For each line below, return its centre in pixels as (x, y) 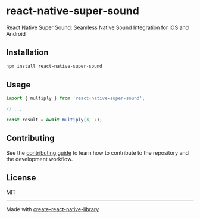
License (21, 178)
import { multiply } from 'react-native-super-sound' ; (76, 98)
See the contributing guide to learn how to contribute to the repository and (98, 152)
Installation (27, 53)
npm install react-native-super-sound (54, 66)
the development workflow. (40, 159)
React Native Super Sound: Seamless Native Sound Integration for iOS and (98, 27)
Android (16, 33)
